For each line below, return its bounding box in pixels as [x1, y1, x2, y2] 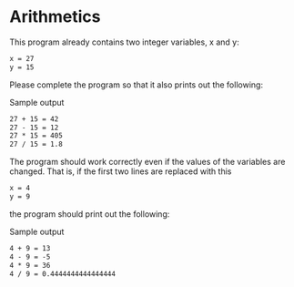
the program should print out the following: [9, 208, 170, 220]
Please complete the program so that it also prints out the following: [9, 79, 264, 90]
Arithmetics [9, 6, 102, 27]
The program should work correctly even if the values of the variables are [9, 157, 286, 168]
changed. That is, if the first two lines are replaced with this [9, 166, 232, 177]
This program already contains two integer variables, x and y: [9, 36, 239, 47]
